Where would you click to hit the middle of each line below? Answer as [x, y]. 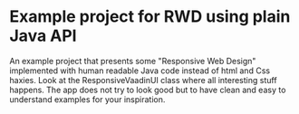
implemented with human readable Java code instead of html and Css [140, 71]
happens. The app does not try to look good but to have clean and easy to [148, 90]
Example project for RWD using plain [150, 17]
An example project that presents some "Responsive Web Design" [133, 61]
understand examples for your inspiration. [87, 99]
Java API [43, 36]
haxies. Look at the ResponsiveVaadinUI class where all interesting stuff [144, 80]
